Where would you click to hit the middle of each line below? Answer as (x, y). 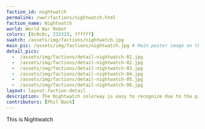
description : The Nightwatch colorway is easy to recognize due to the (99, 96)
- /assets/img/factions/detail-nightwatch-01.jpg (77, 57)
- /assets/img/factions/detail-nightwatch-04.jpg (77, 74)
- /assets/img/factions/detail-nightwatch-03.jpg (77, 68)
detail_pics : (23, 51)
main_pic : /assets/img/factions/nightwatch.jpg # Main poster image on (99, 46)
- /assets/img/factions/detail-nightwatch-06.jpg (77, 85)
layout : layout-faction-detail (46, 91)
